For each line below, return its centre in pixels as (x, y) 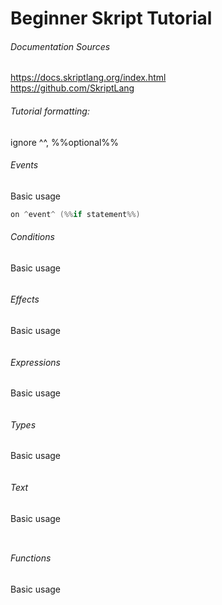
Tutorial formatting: (50, 111)
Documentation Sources (60, 46)
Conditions (32, 237)
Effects (25, 299)
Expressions (35, 362)
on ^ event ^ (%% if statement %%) (75, 214)
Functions (31, 558)
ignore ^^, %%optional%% (64, 142)
